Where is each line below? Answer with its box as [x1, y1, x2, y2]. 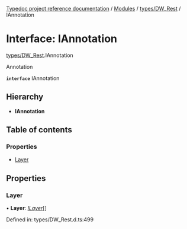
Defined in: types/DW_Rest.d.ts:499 [6, 216, 93, 223]
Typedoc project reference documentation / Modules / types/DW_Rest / [6, 5, 181, 12]
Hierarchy [6, 92, 44, 102]
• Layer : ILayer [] [6, 205, 47, 212]
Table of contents [6, 125, 72, 135]
